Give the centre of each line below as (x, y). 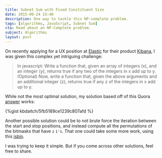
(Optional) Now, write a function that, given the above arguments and (87, 76)
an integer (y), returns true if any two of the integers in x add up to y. (86, 71)
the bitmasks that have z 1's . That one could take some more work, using (79, 131)
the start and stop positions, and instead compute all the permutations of (79, 126)
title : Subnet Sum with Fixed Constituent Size (55, 10)
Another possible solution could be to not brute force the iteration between (81, 121)
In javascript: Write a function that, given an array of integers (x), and (87, 66)
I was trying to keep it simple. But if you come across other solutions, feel (79, 146)
